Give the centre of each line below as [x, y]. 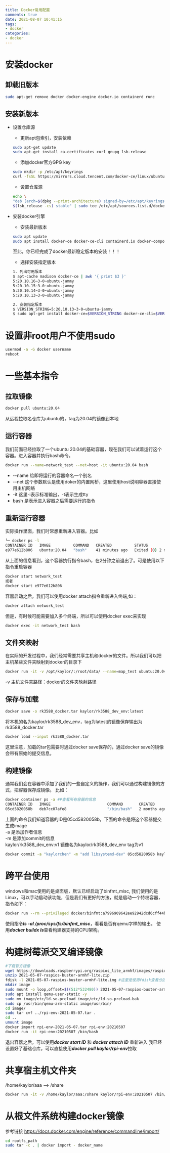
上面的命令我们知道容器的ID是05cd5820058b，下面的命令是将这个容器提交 [83, 819]
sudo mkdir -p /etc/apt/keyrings [48, 172]
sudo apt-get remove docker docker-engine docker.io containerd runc [80, 97]
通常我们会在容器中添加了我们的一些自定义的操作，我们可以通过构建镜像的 [83, 784]
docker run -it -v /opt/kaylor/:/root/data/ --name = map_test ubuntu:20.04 [86, 672]
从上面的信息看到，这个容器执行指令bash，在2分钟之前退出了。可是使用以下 [85, 560]
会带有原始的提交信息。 [30, 753]
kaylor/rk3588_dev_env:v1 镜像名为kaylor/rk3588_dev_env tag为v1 [74, 845]
